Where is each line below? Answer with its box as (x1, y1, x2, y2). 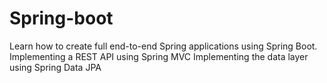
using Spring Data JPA (9, 61, 102, 73)
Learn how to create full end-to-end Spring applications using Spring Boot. (9, 40, 318, 52)
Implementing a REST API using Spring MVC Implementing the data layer (9, 50, 309, 62)
